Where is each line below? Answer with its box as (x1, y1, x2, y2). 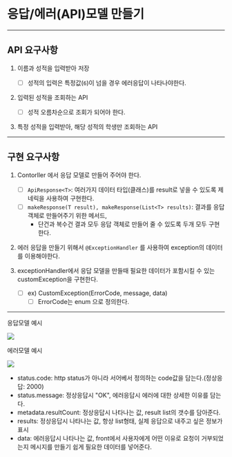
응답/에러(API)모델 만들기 (7, 6, 145, 22)
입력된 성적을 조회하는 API (17, 93, 88, 101)
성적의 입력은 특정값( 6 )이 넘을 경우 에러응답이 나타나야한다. (27, 79, 186, 87)
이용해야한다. (24, 252, 60, 260)
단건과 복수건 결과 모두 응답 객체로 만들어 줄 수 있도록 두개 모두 (37, 220, 207, 228)
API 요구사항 (7, 44, 59, 56)
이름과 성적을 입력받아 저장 (17, 63, 90, 72)
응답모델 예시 (7, 318, 43, 327)
